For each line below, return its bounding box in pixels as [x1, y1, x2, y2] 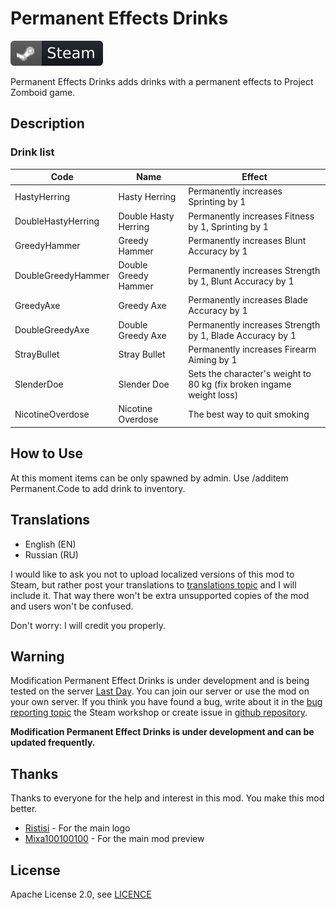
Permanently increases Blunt [188, 234, 307, 246]
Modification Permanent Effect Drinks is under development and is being [10, 675, 310, 687]
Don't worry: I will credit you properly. [10, 619, 167, 631]
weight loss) [188, 389, 239, 401]
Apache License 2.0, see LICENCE [10, 888, 152, 900]
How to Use [10, 445, 84, 462]
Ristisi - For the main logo [24, 822, 131, 834]
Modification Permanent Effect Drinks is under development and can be [10, 726, 315, 738]
